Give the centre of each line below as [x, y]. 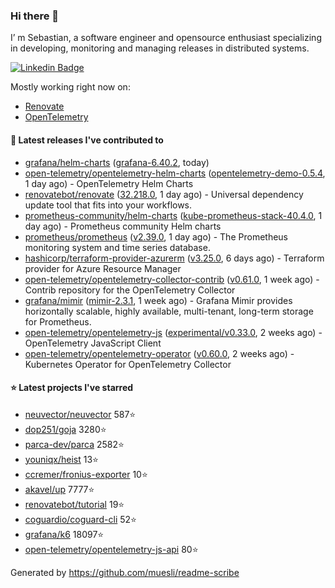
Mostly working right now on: [70, 87]
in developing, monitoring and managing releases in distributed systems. [160, 48]
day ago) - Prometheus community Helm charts [123, 226]
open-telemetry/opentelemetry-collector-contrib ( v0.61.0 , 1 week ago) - [172, 279]
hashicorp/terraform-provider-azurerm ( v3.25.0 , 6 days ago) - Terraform [174, 258]
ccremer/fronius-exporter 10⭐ [86, 474]
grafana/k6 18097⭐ [64, 534]
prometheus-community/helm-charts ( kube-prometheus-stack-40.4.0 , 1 [173, 215]
